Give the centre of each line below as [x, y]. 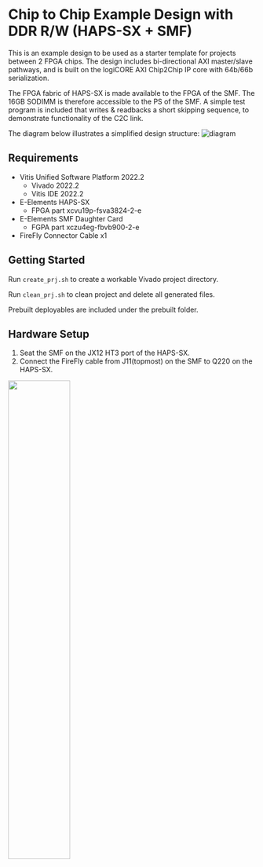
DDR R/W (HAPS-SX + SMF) [100, 31]
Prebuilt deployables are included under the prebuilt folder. [103, 309]
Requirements [43, 158]
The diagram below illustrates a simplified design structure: [104, 133]
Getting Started [47, 260]
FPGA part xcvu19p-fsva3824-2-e [86, 210]
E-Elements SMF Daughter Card [71, 218]
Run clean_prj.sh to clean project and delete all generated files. [111, 294]
